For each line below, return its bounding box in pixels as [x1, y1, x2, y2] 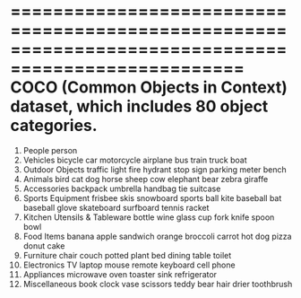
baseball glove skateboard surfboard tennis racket [22, 202, 210, 213]
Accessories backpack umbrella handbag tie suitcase [22, 183, 221, 194]
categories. [10, 116, 98, 136]
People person [22, 145, 78, 155]
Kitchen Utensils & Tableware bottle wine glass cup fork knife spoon [22, 212, 275, 223]
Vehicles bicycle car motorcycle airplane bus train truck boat [22, 154, 247, 165]
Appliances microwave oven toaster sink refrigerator [22, 268, 218, 279]
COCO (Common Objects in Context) [10, 77, 288, 98]
